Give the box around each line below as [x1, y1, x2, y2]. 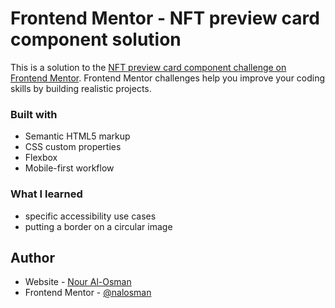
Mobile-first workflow [24, 162, 115, 174]
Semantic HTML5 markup [24, 130, 131, 142]
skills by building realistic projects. [10, 82, 152, 94]
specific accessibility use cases [24, 210, 157, 222]
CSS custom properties [24, 141, 122, 153]
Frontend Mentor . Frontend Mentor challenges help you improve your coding [10, 72, 326, 84]
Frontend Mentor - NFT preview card [10, 7, 320, 30]
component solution [10, 28, 182, 51]
